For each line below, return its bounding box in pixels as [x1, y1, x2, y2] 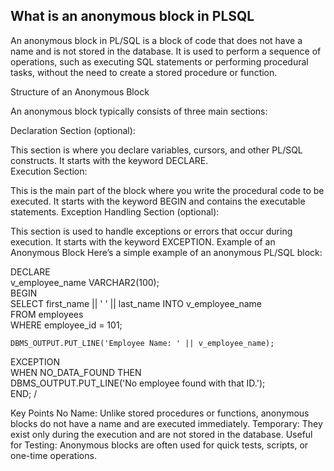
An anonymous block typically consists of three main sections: [10, 105, 268, 117]
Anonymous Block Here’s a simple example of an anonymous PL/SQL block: [10, 246, 323, 258]
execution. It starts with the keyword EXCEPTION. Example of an [10, 235, 276, 248]
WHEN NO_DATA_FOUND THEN [10, 366, 142, 378]
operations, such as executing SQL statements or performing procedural [10, 55, 309, 68]
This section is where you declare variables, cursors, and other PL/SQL [10, 144, 303, 156]
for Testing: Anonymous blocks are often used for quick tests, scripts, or [10, 439, 309, 451]
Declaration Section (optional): [10, 124, 136, 136]
